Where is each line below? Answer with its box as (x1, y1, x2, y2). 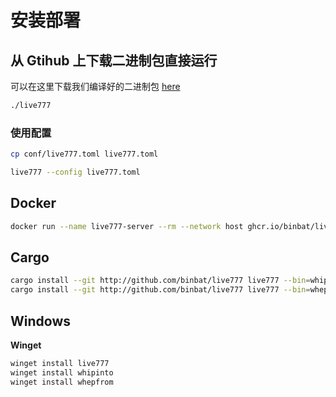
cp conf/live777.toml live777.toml (10, 149, 159, 160)
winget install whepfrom (10, 377, 114, 387)
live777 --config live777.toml (10, 167, 141, 178)
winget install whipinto (10, 367, 114, 378)
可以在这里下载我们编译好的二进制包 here (10, 81, 181, 92)
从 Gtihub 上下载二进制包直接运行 (10, 52, 218, 69)
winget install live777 (10, 358, 110, 368)
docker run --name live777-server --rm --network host (10, 221, 244, 231)
